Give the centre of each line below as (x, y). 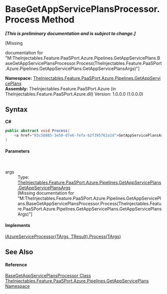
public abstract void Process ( (38, 131)
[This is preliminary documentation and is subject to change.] (70, 33)
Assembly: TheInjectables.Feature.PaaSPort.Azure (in (61, 88)
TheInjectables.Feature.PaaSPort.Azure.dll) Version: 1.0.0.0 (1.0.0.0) (74, 94)
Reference (16, 265)
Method (58, 20)
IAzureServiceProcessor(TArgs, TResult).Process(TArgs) (63, 236)
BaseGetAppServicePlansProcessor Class (48, 276)
